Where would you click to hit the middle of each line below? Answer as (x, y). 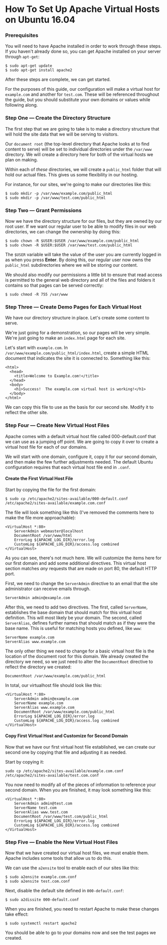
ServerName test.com (35, 808)
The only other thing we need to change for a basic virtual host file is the (80, 651)
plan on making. (22, 159)
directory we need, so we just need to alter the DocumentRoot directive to (79, 661)
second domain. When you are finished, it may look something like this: (78, 790)
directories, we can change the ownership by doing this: (63, 232)
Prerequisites (22, 35)
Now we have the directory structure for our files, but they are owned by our (83, 221)
